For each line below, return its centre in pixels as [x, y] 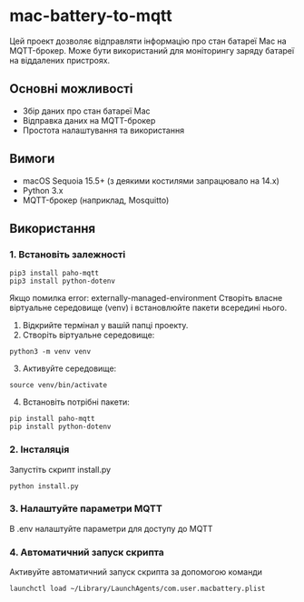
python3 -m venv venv [50, 352]
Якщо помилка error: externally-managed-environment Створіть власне [146, 298]
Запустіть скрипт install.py [60, 469]
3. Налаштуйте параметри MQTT [86, 508]
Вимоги [32, 159]
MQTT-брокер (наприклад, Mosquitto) [96, 200]
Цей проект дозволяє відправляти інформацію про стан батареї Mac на [148, 41]
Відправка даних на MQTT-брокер [89, 120]
